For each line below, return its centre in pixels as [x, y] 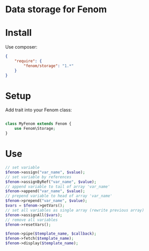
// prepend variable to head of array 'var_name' [59, 196]
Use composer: [21, 47]
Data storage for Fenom [56, 9]
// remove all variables [32, 220]
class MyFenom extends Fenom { [38, 124]
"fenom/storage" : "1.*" [49, 66]
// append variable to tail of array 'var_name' [58, 187]
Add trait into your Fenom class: [39, 110]
